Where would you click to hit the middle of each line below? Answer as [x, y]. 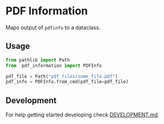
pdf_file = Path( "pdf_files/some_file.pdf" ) [62, 76]
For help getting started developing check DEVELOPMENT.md [82, 115]
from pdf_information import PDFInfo [54, 66]
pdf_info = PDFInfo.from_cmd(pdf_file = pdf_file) [67, 82]
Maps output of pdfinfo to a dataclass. [53, 27]
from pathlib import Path [38, 60]
